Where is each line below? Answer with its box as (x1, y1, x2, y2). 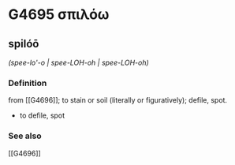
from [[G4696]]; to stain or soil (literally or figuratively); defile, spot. (8, 96, 227, 105)
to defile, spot (19, 111, 65, 120)
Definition (8, 77, 47, 88)
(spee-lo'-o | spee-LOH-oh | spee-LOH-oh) (8, 58, 150, 67)
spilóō (8, 37, 39, 51)
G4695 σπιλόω (8, 6, 110, 24)
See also (8, 130, 42, 141)
